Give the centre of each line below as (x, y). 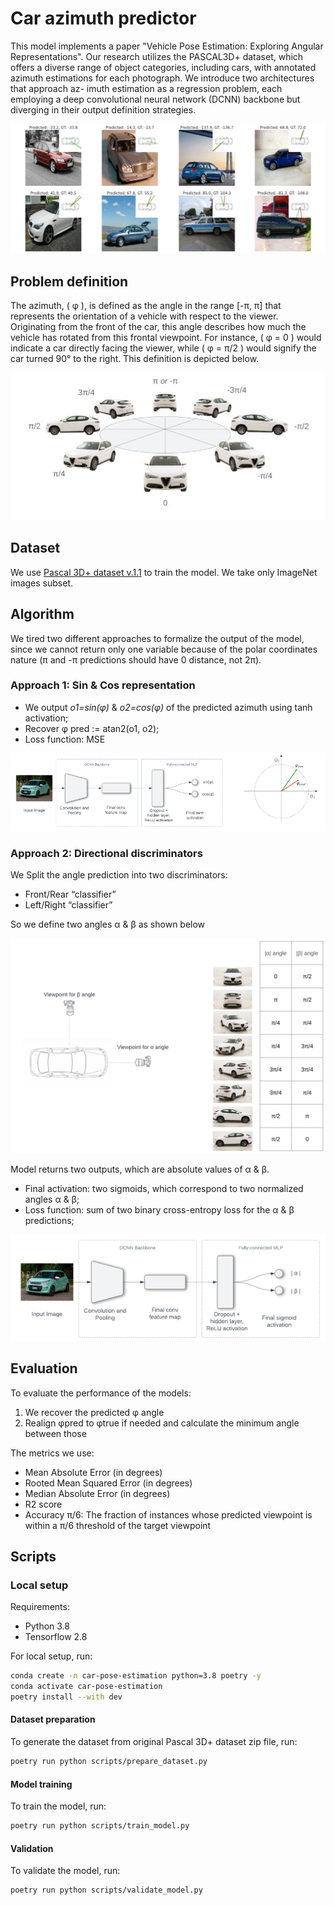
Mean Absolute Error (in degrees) (93, 1472)
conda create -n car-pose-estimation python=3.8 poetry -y (136, 1676)
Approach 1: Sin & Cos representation (103, 685)
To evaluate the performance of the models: (101, 1393)
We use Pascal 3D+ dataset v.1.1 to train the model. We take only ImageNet (164, 572)
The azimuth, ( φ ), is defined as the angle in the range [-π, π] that (146, 305)
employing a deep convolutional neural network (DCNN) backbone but (155, 99)
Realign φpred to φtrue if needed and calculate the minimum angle (162, 1423)
